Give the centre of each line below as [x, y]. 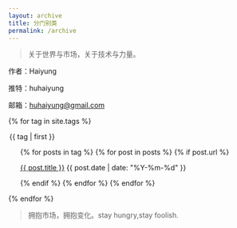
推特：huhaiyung [36, 88]
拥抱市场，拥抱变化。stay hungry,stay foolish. [103, 215]
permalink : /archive [43, 30]
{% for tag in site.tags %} [50, 122]
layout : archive [35, 16]
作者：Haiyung [33, 71]
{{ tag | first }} [32, 137]
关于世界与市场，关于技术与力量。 [84, 54]
